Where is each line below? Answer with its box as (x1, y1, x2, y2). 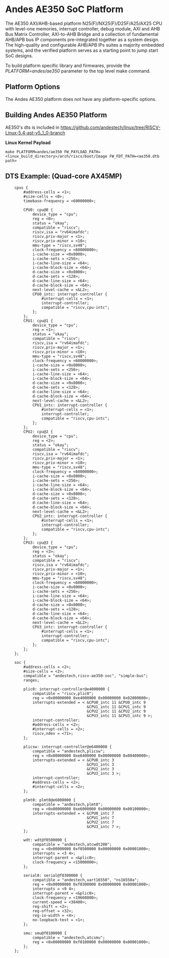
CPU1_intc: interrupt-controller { (32, 403, 108, 408)
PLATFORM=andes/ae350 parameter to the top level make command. (5, 67, 151, 74)
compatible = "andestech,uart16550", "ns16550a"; (32, 877, 139, 883)
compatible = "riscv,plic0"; (32, 691, 94, 696)
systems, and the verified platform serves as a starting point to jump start (5, 47, 158, 53)
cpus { (14, 185, 28, 191)
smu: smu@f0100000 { (23, 931, 67, 936)
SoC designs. (5, 52, 33, 59)
